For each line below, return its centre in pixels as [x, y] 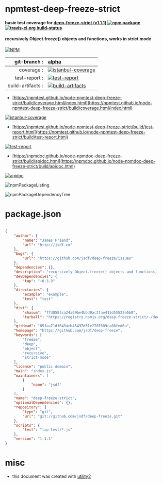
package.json [33, 214]
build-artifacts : [25, 85]
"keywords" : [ [28, 335]
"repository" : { [30, 407]
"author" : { [26, 236]
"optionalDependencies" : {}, [43, 403]
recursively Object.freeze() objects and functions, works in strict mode [78, 39]
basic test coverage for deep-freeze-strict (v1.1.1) [56, 22]
